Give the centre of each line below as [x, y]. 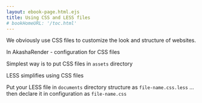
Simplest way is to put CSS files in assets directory [70, 64]
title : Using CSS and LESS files [48, 18]
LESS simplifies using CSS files [45, 76]
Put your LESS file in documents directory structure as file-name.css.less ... [100, 87]
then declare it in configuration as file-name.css [67, 94]
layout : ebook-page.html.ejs [43, 12]
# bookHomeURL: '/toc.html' [42, 23]
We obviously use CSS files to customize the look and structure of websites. [101, 41]
